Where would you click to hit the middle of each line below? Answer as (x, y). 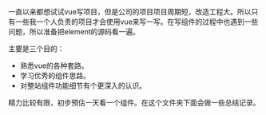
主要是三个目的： (36, 49)
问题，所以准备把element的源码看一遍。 (74, 32)
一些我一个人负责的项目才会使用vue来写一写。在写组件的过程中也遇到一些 (137, 22)
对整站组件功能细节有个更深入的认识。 (83, 85)
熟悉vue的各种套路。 (54, 65)
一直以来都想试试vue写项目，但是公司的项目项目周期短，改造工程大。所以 (130, 12)
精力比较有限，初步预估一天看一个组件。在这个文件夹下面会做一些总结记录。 (134, 103)
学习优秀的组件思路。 (55, 75)
